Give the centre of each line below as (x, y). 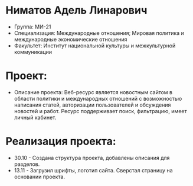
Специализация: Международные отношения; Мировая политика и (99, 33)
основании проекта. (40, 177)
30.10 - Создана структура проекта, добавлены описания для (92, 158)
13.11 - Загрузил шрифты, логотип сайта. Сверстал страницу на (93, 170)
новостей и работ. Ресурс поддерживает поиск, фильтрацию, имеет (100, 111)
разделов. (27, 164)
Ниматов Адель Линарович (76, 10)
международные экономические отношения (71, 39)
